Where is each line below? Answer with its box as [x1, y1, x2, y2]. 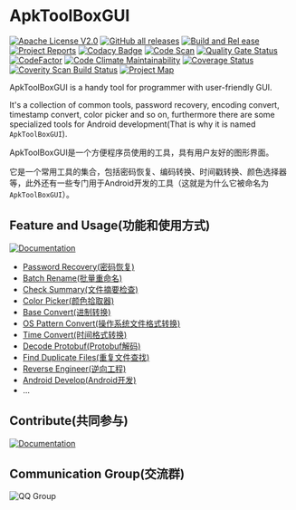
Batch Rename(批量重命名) [22, 273, 123, 284]
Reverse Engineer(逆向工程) [22, 363, 127, 374]
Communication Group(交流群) [9, 466, 186, 481]
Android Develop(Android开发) [22, 374, 137, 385]
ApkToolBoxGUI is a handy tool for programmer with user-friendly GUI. [9, 82, 273, 92]
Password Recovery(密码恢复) [22, 261, 135, 272]
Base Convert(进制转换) [22, 306, 111, 317]
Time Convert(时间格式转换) [22, 329, 128, 340]
